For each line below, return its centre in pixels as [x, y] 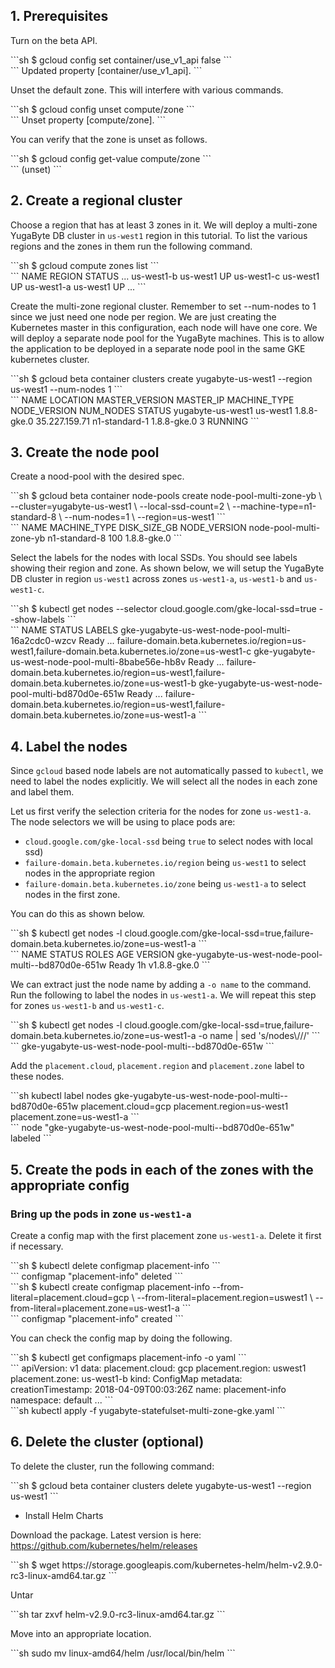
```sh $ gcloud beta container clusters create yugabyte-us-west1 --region [161, 378]
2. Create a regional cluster [96, 200]
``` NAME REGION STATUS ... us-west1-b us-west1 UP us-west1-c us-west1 [165, 276]
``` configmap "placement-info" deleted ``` [96, 1276]
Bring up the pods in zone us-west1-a [101, 1214]
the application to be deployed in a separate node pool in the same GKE [158, 348]
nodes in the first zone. [72, 895]
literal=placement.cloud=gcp [70, 1297]
